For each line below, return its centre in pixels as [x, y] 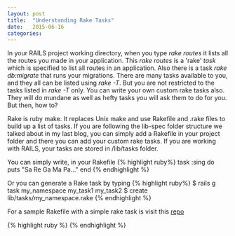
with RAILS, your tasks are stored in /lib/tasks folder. [83, 148]
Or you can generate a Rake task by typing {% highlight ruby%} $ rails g [112, 183]
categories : [25, 33]
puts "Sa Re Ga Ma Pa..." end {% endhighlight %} [78, 169]
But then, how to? [33, 105]
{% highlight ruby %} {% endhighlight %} [67, 225]
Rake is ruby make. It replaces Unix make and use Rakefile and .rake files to [116, 119]
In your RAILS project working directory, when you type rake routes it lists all [118, 53]
